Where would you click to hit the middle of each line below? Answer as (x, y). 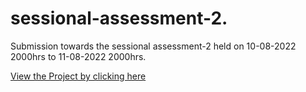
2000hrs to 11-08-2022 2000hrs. (78, 56)
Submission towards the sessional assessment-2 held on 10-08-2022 (153, 46)
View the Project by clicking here (78, 76)
